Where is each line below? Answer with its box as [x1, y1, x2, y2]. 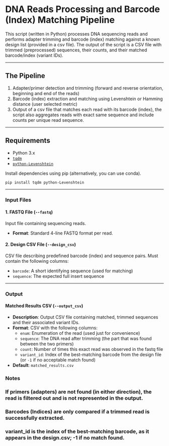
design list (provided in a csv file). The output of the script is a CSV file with [5, 41, 162, 47]
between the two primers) [20, 341, 74, 347]
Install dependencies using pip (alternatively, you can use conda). [5, 170, 142, 176]
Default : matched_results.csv [12, 362, 74, 368]
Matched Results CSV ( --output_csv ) [5, 303, 83, 309]
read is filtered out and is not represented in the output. [5, 394, 143, 401]
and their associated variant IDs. [12, 319, 79, 325]
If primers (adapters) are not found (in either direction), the [5, 388, 152, 395]
